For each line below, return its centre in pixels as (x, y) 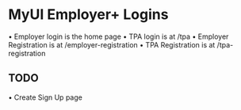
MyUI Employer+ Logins (88, 15)
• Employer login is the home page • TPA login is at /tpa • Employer (119, 36)
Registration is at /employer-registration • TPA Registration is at (112, 44)
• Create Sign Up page (46, 97)
